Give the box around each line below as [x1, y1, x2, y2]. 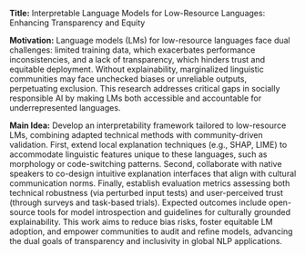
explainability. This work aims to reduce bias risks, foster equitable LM [9, 217, 273, 227]
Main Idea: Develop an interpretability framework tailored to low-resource [9, 120, 287, 131]
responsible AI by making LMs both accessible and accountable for [9, 93, 262, 103]
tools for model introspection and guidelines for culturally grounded [37, 207, 291, 217]
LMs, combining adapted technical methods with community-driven [9, 130, 263, 140]
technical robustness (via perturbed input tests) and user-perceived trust [9, 188, 284, 198]
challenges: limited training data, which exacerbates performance [9, 44, 256, 55]
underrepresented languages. [9, 103, 121, 113]
